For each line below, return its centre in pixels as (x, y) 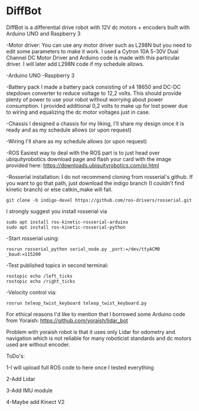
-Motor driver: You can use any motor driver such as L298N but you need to (99, 45)
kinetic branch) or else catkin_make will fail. (59, 189)
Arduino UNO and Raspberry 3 (44, 33)
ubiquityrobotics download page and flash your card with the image (89, 159)
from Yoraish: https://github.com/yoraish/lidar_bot (67, 320)
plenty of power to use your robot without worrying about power (85, 99)
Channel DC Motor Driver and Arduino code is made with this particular (93, 57)
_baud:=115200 (24, 254)
